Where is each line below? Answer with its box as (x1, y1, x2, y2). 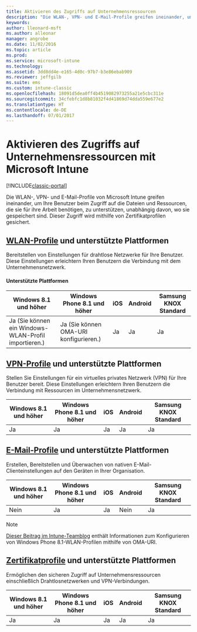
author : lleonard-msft (6, 25, 62, 31)
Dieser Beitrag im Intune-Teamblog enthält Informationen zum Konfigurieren (6, 532, 189, 539)
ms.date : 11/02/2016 (6, 42, 57, 48)
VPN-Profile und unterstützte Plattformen (6, 359, 162, 369)
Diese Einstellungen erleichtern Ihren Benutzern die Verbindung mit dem (6, 258, 181, 265)
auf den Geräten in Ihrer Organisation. (53, 467, 145, 474)
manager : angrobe (6, 36, 49, 42)
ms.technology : (6, 63, 43, 69)
